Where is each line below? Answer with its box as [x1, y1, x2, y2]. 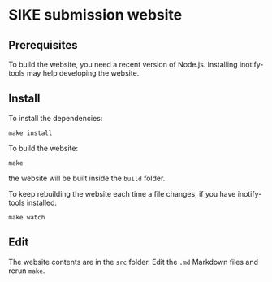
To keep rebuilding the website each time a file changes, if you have [8, 189, 236, 198]
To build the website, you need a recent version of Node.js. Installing [8, 59, 238, 69]
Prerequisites [8, 38, 78, 52]
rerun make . [8, 266, 45, 275]
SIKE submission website [8, 6, 183, 24]
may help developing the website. [26, 68, 140, 78]
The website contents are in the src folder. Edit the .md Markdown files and [8, 257, 258, 267]
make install [8, 128, 53, 137]
